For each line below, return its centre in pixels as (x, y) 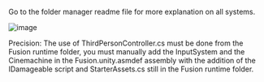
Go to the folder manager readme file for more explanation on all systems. (132, 12)
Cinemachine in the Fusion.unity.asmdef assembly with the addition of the (132, 60)
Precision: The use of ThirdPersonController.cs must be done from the (126, 43)
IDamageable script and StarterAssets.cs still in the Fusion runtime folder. (131, 69)
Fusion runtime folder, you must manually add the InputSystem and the (127, 52)
